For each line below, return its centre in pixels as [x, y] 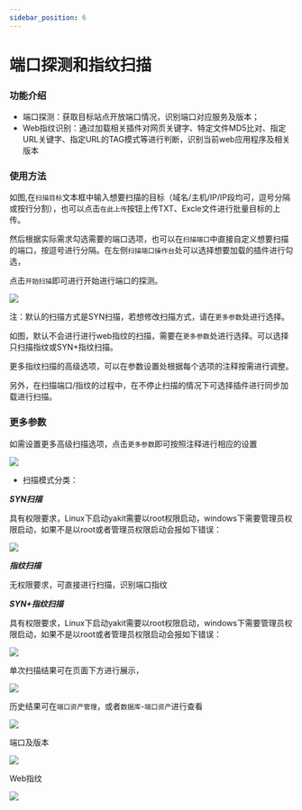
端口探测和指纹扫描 [81, 65]
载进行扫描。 [33, 396]
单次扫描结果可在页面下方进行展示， [77, 670]
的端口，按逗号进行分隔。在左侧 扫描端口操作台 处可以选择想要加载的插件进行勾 [151, 250]
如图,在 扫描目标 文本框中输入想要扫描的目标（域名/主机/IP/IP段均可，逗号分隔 [150, 197]
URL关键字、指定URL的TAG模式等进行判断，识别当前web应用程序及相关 [156, 140]
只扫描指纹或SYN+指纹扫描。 [64, 347]
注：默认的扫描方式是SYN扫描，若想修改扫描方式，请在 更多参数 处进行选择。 [150, 317]
